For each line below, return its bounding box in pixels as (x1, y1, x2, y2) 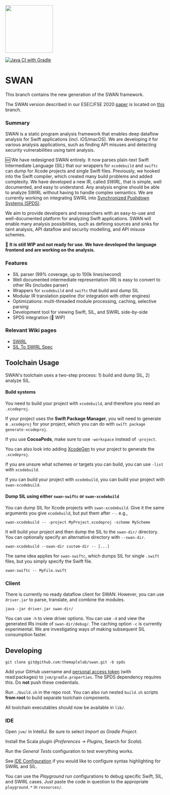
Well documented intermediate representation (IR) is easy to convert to (12, 276, 161, 283)
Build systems (5, 389, 36, 395)
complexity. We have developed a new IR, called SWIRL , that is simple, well (5, 179, 162, 185)
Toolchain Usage (5, 359, 60, 367)
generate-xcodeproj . (5, 426, 48, 432)
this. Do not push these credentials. (5, 679, 80, 685)
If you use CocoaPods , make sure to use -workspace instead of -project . (5, 436, 157, 442)
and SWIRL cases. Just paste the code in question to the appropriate (5, 779, 149, 785)
